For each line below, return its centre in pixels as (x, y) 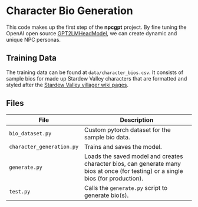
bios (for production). (114, 178)
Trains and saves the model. (123, 146)
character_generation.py (44, 146)
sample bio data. (107, 137)
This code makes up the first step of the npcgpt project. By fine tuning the (96, 27)
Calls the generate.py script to (126, 188)
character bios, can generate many (133, 163)
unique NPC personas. (33, 39)
